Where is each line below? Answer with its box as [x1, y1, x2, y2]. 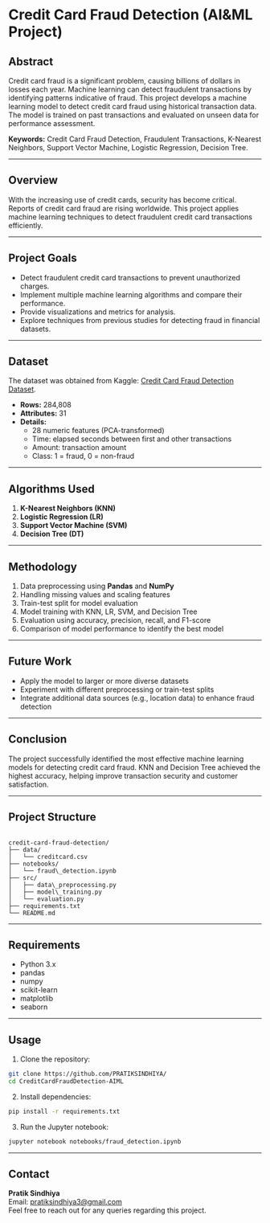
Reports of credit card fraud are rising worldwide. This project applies [8, 203, 239, 213]
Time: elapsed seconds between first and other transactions [31, 434, 232, 444]
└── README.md [8, 909, 56, 917]
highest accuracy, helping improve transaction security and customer [8, 771, 239, 780]
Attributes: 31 [19, 408, 67, 419]
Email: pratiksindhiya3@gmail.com [8, 1197, 122, 1207]
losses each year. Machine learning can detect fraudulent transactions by [8, 84, 252, 94]
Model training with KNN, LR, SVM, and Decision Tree [19, 607, 198, 616]
